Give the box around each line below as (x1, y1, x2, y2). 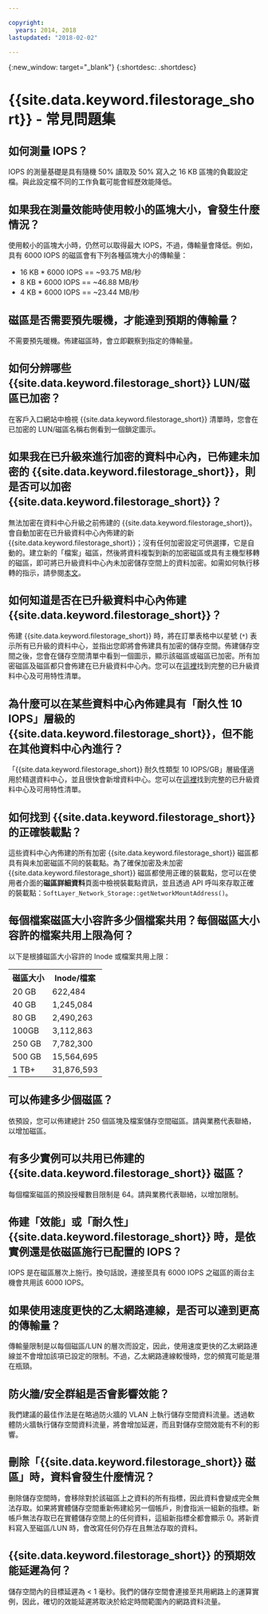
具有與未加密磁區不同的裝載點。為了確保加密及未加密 (8, 858, 183, 868)
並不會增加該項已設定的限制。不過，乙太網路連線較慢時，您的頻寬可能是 (14, 1352, 253, 1361)
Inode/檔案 (54, 972, 96, 983)
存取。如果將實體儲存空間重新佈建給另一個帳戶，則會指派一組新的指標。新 (14, 1503, 260, 1512)
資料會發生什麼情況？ (49, 1470, 156, 1484)
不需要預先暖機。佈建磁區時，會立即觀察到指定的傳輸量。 (8, 336, 197, 345)
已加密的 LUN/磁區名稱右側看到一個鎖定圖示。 (8, 424, 160, 434)
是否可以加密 (8, 480, 72, 494)
